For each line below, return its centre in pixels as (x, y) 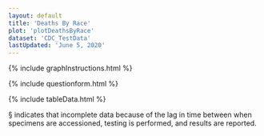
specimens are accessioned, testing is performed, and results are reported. (133, 123)
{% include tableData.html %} (57, 99)
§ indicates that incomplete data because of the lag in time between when (130, 115)
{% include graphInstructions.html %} (70, 68)
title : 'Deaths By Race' (50, 23)
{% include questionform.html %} (63, 84)
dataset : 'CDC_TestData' (50, 38)
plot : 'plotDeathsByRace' (51, 30)
